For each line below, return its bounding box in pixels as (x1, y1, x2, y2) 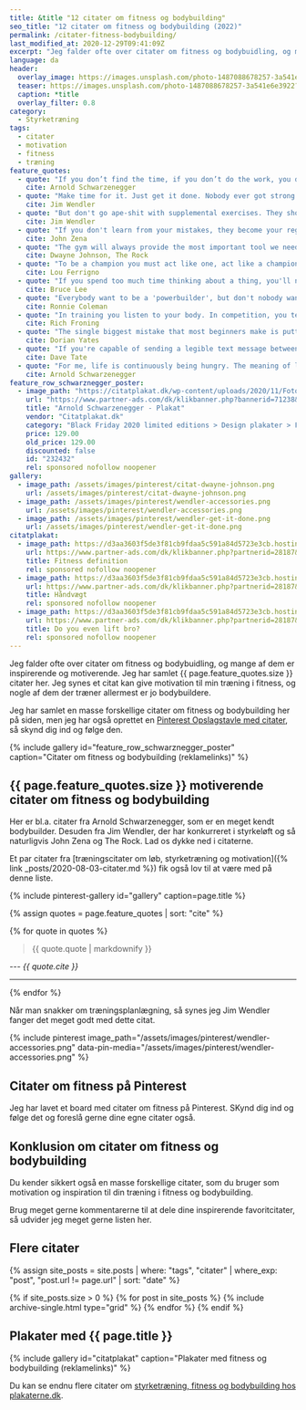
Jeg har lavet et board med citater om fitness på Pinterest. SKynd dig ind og (9, 1102, 294, 1113)
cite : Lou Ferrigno (25, 268, 100, 277)
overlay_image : (17, 73, 76, 82)
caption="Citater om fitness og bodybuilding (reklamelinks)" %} (9, 751, 249, 762)
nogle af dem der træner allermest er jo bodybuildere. (9, 686, 211, 698)
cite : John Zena (25, 234, 88, 243)
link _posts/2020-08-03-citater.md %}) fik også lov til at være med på (9, 863, 272, 874)
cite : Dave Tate (25, 352, 88, 361)
